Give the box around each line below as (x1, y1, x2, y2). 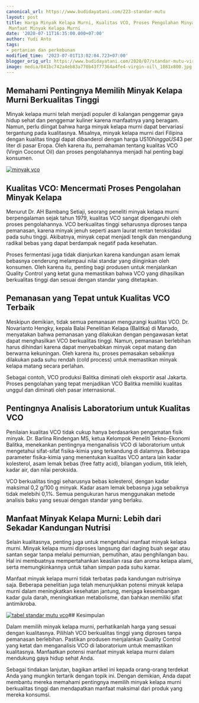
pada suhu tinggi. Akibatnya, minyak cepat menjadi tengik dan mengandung (6, 233, 191, 240)
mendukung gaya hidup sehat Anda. (6, 654, 95, 662)
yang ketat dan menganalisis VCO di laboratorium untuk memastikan (6, 642, 174, 649)
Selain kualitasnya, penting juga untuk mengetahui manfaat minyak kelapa (6, 538, 187, 546)
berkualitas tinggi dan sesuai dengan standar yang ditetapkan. (6, 276, 158, 283)
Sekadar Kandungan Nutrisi (6, 523, 111, 533)
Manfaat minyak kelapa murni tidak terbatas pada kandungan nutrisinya (6, 575, 181, 582)
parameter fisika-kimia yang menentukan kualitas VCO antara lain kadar (6, 453, 182, 460)
